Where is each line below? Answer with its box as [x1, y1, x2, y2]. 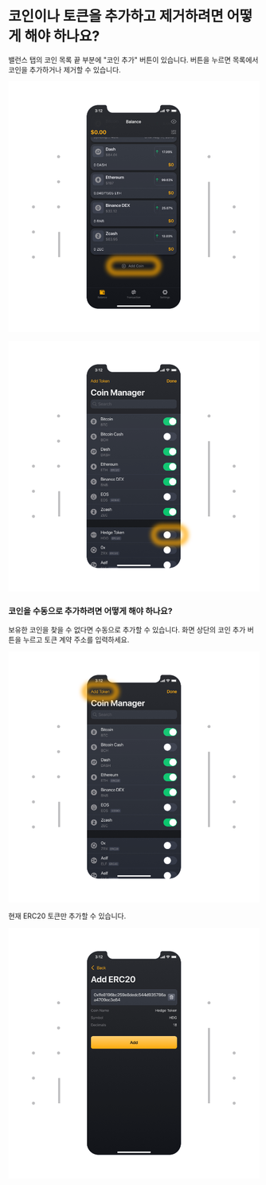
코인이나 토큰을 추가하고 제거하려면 [8, 7, 225, 25]
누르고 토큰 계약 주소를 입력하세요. [22, 635, 130, 645]
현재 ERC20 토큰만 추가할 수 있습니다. [8, 911, 127, 921]
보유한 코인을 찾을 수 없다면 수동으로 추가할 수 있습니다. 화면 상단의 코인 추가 [8, 625, 246, 635]
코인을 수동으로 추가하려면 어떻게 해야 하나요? [8, 605, 173, 616]
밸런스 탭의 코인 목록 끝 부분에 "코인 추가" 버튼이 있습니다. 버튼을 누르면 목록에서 [8, 55, 259, 65]
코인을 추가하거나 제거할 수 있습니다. [8, 65, 121, 74]
